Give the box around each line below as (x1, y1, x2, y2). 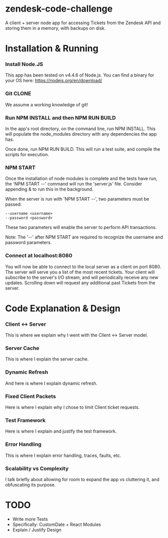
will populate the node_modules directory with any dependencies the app (5, 131, 157, 137)
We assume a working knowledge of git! (5, 101, 88, 107)
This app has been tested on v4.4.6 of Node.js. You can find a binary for (5, 72, 154, 78)
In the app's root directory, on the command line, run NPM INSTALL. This (5, 126, 156, 132)
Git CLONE (5, 90, 32, 97)
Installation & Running (5, 43, 99, 54)
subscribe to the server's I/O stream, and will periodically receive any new (5, 274, 158, 280)
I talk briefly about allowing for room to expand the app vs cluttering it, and (5, 476, 159, 482)
